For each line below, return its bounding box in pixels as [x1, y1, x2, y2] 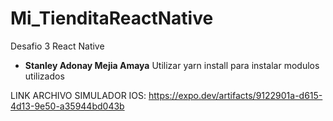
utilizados [24, 70, 65, 82]
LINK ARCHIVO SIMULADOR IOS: [10, 89, 147, 101]
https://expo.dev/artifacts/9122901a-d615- [148, 89, 323, 101]
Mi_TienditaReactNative [10, 7, 214, 30]
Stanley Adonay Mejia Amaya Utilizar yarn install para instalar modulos [24, 59, 320, 71]
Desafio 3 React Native [10, 40, 105, 52]
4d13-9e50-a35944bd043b [10, 100, 125, 112]
